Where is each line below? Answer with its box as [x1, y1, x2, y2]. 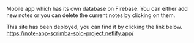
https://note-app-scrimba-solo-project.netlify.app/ [6, 30, 134, 37]
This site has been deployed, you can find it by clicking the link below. [6, 24, 182, 30]
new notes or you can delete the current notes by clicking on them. [6, 12, 176, 19]
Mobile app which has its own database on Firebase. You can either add [6, 5, 188, 12]
